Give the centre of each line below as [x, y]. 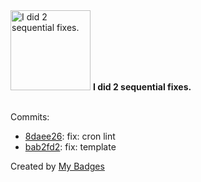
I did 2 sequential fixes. [142, 87]
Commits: [30, 117]
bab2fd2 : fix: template [70, 147]
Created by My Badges [57, 166]
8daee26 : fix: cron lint [70, 136]
